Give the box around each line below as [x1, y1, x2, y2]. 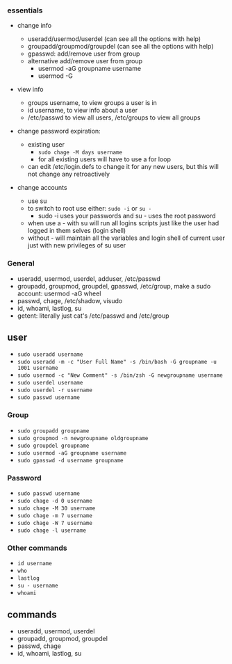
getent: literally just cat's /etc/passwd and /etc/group [17, 311, 169, 320]
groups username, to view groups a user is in [27, 99, 158, 107]
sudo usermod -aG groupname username [17, 449, 127, 457]
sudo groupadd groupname [17, 427, 90, 435]
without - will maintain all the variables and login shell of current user [27, 234, 226, 242]
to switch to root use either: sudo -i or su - [27, 204, 152, 213]
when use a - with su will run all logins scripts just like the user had [27, 219, 219, 227]
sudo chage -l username [17, 527, 87, 534]
